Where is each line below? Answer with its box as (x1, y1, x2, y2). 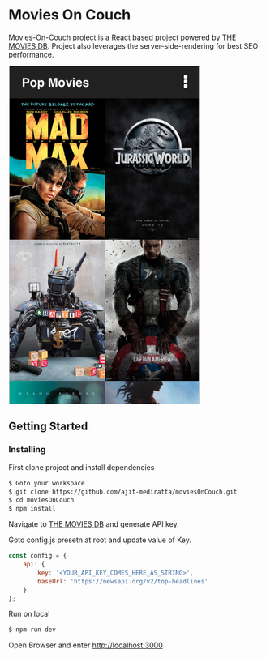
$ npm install (8, 505, 57, 513)
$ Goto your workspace (8, 479, 85, 487)
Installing (8, 444, 46, 455)
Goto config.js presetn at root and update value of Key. (8, 535, 192, 545)
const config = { (8, 552, 67, 560)
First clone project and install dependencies (8, 462, 155, 472)
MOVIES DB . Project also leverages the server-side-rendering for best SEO (8, 41, 259, 50)
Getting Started (8, 420, 88, 434)
